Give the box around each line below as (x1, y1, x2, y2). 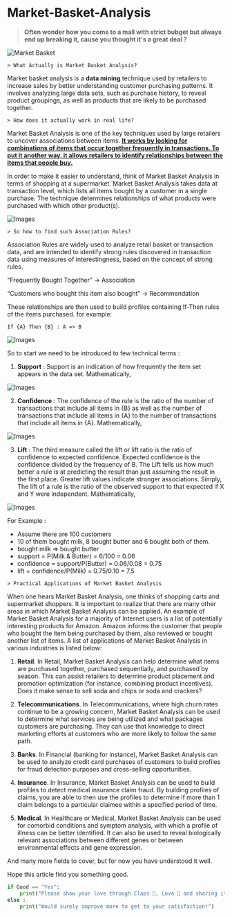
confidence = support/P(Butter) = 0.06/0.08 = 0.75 (17, 559, 162, 567)
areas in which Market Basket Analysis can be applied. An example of (7, 607, 205, 615)
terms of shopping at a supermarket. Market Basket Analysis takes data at (7, 179, 217, 188)
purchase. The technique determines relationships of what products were (7, 194, 216, 202)
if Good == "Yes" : (7, 883, 60, 891)
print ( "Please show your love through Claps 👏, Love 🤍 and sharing (19, 890, 217, 897)
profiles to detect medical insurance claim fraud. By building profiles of (17, 785, 220, 794)
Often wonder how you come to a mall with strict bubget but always (23, 28, 222, 36)
